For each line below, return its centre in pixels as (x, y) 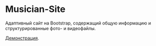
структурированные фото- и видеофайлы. (50, 28)
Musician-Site (35, 9)
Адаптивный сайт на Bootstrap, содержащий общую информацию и (78, 23)
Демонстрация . (22, 38)
